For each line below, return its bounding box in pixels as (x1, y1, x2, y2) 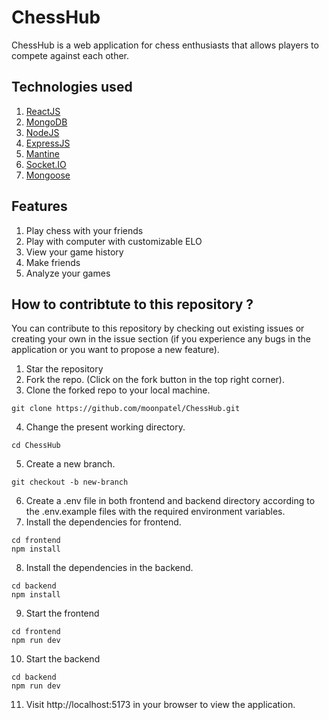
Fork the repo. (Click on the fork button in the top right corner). (25, 374, 285, 386)
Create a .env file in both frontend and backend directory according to (25, 495, 316, 507)
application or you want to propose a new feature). (11, 344, 220, 356)
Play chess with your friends (25, 224, 144, 236)
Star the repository (25, 363, 104, 375)
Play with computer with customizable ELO (25, 235, 203, 247)
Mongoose (25, 169, 71, 181)
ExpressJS (25, 137, 71, 149)
